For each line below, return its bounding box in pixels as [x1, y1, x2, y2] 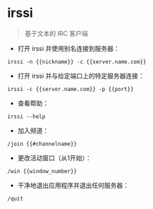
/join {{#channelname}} [7, 140, 78, 148]
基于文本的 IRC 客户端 [24, 29, 88, 37]
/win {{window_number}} [7, 167, 78, 174]
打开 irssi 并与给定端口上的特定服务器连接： [17, 71, 145, 80]
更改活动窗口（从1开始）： [17, 153, 92, 162]
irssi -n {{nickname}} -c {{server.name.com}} [7, 58, 147, 65]
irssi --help [7, 113, 46, 120]
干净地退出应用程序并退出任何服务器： [17, 181, 129, 189]
